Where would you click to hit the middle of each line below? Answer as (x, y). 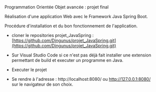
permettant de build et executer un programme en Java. (67, 60)
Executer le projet (29, 70)
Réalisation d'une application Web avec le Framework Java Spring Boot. (76, 16)
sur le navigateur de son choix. (42, 84)
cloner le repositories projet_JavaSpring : (53, 35)
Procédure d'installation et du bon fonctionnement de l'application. (71, 26)
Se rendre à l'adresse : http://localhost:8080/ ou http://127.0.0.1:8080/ (81, 79)
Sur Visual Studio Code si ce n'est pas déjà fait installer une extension (81, 55)
